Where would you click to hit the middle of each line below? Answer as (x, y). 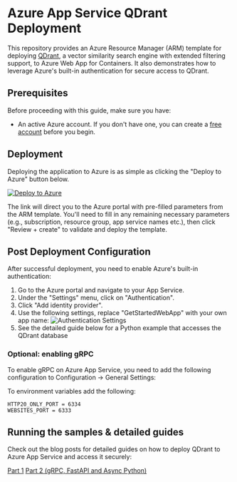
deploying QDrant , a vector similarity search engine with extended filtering (116, 56)
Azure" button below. (38, 179)
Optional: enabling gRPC (51, 354)
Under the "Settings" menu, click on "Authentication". (96, 298)
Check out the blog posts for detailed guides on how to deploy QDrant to (114, 449)
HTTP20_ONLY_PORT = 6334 (44, 404)
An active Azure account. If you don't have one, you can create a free (120, 124)
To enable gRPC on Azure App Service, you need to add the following (109, 369)
